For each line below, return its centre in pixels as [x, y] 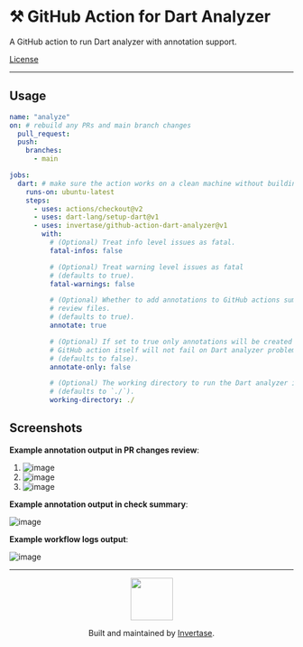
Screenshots [46, 428]
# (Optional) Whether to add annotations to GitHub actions [165, 300]
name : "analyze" [40, 117]
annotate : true [78, 325]
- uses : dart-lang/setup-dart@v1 [96, 217]
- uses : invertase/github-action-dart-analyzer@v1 [130, 226]
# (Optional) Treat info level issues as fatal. [142, 242]
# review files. [80, 309]
